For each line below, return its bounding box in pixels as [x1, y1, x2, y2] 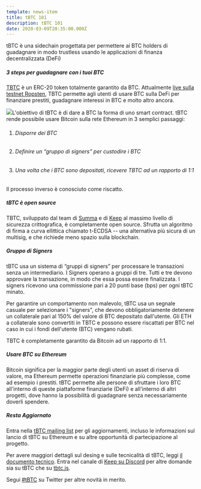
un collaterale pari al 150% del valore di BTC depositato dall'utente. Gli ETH [6, 313, 192, 320]
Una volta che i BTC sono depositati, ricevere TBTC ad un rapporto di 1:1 [14, 167, 194, 174]
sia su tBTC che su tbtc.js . [6, 464, 71, 472]
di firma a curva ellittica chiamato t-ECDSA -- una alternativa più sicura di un [6, 227, 196, 234]
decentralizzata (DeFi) [6, 55, 61, 62]
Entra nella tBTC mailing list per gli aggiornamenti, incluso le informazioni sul [6, 427, 195, 434]
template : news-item [6, 8, 58, 15]
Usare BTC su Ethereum [6, 350, 67, 358]
